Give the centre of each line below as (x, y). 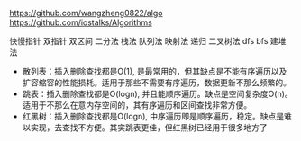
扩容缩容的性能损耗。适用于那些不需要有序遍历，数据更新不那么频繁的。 (156, 83)
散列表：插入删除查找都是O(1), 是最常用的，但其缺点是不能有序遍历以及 (155, 71)
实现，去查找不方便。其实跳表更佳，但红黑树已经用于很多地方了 (149, 128)
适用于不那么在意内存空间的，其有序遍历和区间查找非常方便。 (137, 105)
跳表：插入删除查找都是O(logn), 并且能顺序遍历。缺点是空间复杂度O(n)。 (157, 94)
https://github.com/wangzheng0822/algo (86, 13)
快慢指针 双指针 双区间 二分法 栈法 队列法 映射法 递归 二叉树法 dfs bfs (139, 41)
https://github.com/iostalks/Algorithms (81, 22)
